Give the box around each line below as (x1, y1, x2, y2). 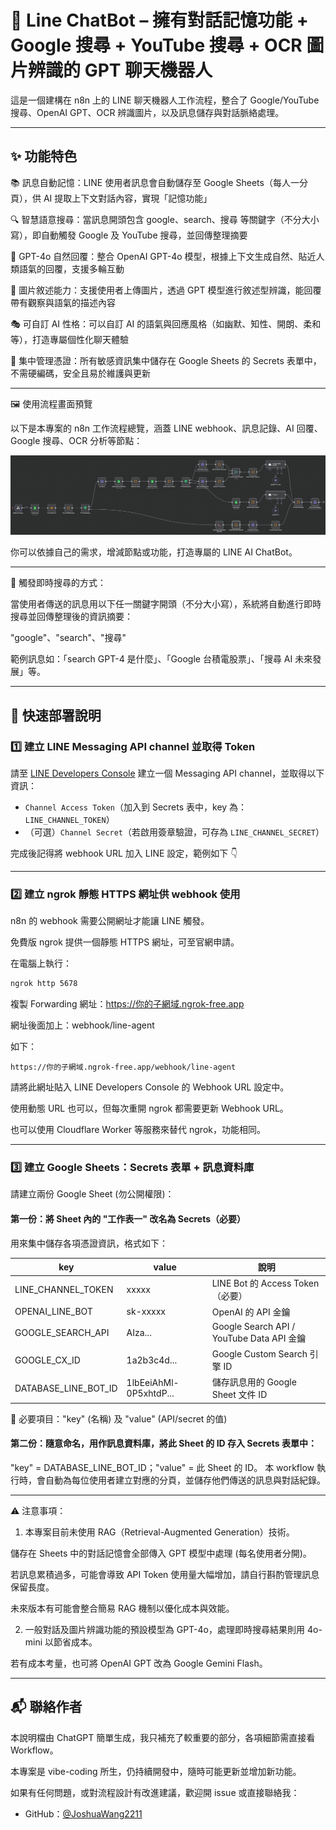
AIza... (126, 1326, 152, 1338)
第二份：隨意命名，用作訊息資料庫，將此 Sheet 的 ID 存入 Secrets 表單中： (10, 1437, 317, 1450)
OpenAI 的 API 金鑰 (211, 1306, 291, 1318)
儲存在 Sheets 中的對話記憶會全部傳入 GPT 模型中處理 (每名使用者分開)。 (10, 1547, 312, 1560)
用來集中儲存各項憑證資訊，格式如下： (10, 1237, 168, 1249)
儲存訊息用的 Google (211, 1376, 297, 1388)
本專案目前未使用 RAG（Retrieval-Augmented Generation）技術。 (24, 1526, 295, 1538)
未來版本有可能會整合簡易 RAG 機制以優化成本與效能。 (10, 1602, 235, 1615)
